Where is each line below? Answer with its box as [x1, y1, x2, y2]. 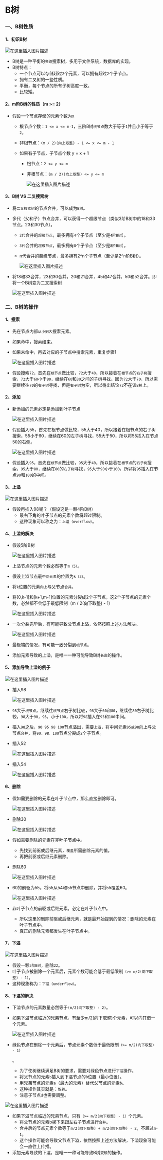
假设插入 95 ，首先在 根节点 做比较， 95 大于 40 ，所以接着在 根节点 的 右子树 [12, 460, 147, 466]
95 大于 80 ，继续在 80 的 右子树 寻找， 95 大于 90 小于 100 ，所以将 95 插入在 [20, 466, 154, 472]
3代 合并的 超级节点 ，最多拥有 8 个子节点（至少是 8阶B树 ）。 [19, 242, 128, 248]
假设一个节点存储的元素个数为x [12, 113, 74, 119]
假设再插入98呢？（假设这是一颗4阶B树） [12, 506, 96, 512]
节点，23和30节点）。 [12, 221, 55, 227]
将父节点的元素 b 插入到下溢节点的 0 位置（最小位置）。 [19, 1074, 124, 1080]
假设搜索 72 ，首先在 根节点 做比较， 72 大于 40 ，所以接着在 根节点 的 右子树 [12, 370, 147, 375]
